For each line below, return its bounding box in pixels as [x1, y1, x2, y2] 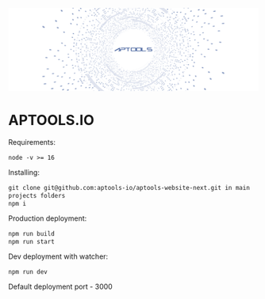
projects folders [8, 191, 66, 199]
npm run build [8, 229, 56, 237]
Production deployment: [8, 214, 87, 223]
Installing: [8, 167, 40, 177]
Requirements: [8, 137, 56, 146]
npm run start [8, 237, 56, 245]
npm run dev [8, 267, 48, 276]
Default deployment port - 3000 [8, 282, 113, 291]
